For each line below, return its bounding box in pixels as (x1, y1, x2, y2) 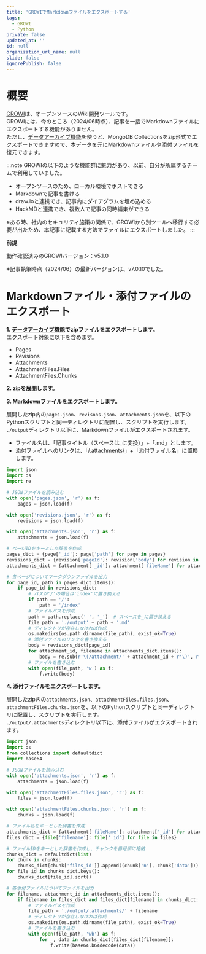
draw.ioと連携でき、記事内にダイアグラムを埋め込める (15, 198, 151, 205)
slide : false (6, 55, 40, 61)
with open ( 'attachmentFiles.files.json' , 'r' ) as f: (6, 789, 144, 796)
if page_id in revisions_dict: (17, 585, 97, 592)
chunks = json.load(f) (17, 812, 75, 818)
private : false (6, 32, 45, 38)
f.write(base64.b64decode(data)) (50, 942, 136, 948)
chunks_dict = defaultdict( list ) (6, 851, 92, 858)
